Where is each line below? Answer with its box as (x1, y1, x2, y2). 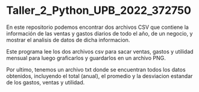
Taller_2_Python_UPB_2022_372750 (6, 4, 192, 17)
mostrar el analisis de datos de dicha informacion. (6, 36, 130, 43)
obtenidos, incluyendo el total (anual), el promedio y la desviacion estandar (6, 72, 193, 79)
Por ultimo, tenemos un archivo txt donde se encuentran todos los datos (6, 66, 186, 73)
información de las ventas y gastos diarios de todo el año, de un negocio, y (6, 29, 193, 37)
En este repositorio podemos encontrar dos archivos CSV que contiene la (6, 23, 189, 31)
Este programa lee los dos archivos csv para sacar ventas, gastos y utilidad (6, 48, 194, 55)
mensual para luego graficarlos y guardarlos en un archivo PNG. (6, 54, 166, 61)
